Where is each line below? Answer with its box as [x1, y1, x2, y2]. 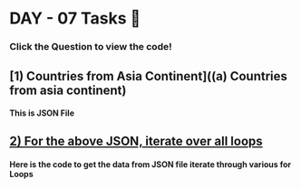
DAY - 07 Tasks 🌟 [9, 8, 141, 29]
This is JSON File [9, 108, 75, 118]
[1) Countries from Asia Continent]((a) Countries [9, 68, 288, 84]
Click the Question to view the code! [9, 41, 172, 53]
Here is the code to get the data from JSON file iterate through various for [9, 159, 292, 170]
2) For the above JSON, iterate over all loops [9, 134, 263, 149]
